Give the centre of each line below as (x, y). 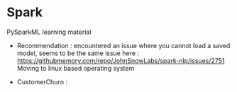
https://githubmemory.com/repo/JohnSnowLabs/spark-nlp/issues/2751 (121, 60)
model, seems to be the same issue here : (78, 53)
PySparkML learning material (49, 32)
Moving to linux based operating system (76, 68)
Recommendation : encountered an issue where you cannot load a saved (123, 45)
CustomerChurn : (42, 81)
